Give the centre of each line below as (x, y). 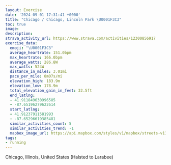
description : (19, 34)
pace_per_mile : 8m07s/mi (36, 76)
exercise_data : (21, 43)
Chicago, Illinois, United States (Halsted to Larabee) (59, 157)
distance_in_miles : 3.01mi (38, 72)
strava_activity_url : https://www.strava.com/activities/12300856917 (81, 39)
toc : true (16, 24)
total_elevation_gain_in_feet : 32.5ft (51, 90)
